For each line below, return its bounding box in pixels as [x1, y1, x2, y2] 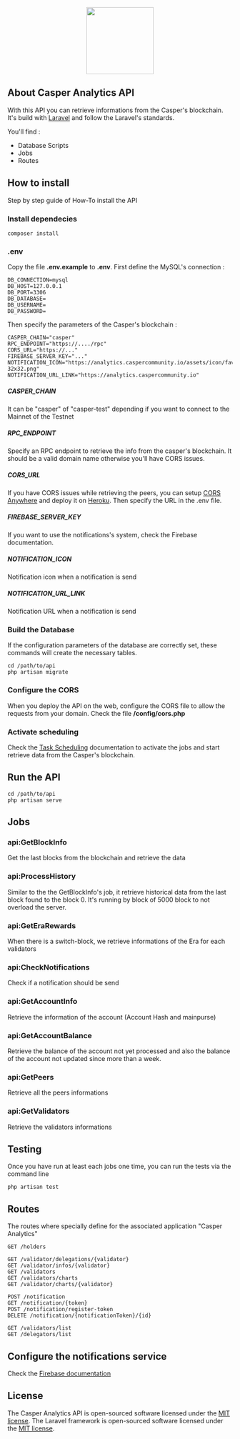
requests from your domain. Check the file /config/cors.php [7, 709, 186, 717]
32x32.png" [7, 365, 40, 373]
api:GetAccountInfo [7, 997, 78, 1007]
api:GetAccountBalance [7, 1030, 93, 1040]
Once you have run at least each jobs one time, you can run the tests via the [7, 1162, 231, 1171]
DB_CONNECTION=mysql [7, 277, 69, 284]
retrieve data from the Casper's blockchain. [7, 750, 136, 759]
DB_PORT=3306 [7, 289, 46, 297]
